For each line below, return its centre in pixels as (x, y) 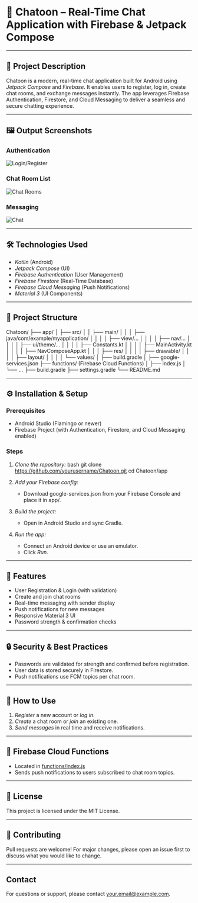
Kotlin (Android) (34, 262)
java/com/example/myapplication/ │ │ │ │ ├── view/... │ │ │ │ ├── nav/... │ (98, 338)
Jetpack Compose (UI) (42, 268)
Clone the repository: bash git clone (58, 464)
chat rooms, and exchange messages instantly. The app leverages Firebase (98, 93)
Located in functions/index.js (50, 766)
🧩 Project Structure (42, 318)
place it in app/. (42, 500)
